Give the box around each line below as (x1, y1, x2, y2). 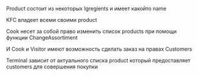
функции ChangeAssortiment (6, 34, 78, 41)
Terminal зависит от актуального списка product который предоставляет (6, 57, 191, 64)
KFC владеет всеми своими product (6, 16, 97, 23)
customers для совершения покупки (6, 63, 98, 70)
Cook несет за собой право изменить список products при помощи (6, 28, 177, 35)
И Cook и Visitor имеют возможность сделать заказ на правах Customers (6, 45, 193, 52)
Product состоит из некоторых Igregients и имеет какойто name (6, 5, 167, 12)
